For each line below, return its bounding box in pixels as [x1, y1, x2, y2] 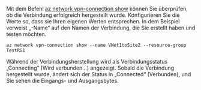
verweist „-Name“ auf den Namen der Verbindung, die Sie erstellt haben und [6, 24, 196, 31]
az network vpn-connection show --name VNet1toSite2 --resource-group [6, 42, 187, 48]
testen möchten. [6, 31, 47, 38]
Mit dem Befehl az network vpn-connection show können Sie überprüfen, [6, 5, 188, 12]
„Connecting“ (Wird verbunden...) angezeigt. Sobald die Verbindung [6, 64, 175, 71]
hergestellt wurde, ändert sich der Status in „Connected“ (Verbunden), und [6, 71, 191, 77]
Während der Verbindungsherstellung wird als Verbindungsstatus [6, 58, 168, 65]
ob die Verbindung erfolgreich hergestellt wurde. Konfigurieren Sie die [6, 11, 180, 19]
